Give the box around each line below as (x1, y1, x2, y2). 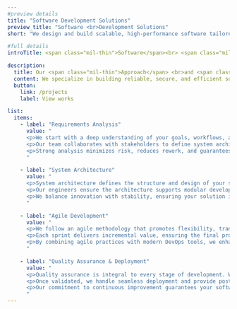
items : (13, 115, 33, 122)
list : (7, 107, 23, 115)
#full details (7, 43, 49, 50)
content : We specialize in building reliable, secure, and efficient (13, 75, 222, 82)
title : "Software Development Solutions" (7, 17, 131, 24)
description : (7, 62, 46, 69)
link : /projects (20, 88, 68, 95)
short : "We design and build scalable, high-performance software (7, 30, 207, 37)
